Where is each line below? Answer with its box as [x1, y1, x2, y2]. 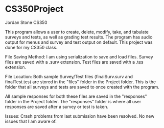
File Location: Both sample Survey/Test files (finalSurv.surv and [5, 73, 133, 79]
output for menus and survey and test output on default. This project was [5, 39, 153, 45]
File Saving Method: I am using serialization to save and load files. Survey [5, 54, 153, 59]
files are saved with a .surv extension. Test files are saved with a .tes [5, 59, 143, 65]
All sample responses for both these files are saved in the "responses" [5, 93, 147, 99]
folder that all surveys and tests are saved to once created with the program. [5, 84, 160, 90]
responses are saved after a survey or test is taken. [5, 104, 109, 110]
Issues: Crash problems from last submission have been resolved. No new [5, 113, 155, 119]
